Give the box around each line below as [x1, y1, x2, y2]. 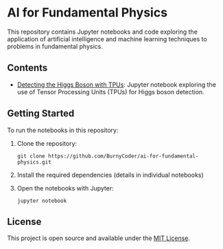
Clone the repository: [16, 139, 78, 147]
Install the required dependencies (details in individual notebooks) [16, 171, 204, 179]
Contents [7, 62, 48, 74]
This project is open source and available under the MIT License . [7, 234, 191, 242]
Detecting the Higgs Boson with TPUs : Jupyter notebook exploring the [16, 80, 216, 89]
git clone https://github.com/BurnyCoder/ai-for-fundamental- [16, 153, 199, 160]
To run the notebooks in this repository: [7, 126, 119, 134]
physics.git [16, 158, 51, 166]
